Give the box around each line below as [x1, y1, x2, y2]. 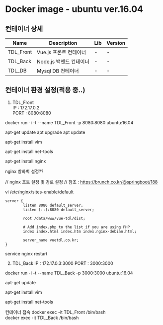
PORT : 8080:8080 [12, 110, 51, 116]
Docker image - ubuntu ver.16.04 [5, 3, 143, 15]
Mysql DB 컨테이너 [36, 68, 79, 74]
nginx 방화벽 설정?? [5, 168, 44, 174]
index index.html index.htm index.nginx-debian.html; [23, 229, 137, 234]
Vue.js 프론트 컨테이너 [36, 49, 86, 56]
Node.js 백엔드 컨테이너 [36, 58, 89, 65]
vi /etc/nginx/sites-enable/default [5, 189, 74, 195]
